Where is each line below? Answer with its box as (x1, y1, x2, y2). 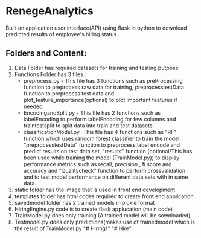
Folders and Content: (5, 48, 87, 59)
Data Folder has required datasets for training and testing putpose (14, 64, 179, 71)
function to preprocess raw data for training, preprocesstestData (23, 83, 185, 91)
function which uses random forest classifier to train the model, (23, 135, 182, 142)
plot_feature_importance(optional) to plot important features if (23, 96, 177, 103)
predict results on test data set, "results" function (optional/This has (23, 147, 193, 155)
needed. (23, 103, 45, 110)
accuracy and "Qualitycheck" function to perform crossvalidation (23, 167, 186, 174)
